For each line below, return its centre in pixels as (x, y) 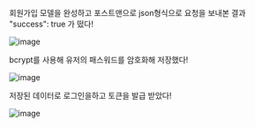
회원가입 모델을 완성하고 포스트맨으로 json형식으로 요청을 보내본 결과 (127, 13)
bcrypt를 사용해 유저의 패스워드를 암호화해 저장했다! (99, 60)
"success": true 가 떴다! (52, 24)
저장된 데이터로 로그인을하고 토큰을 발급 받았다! (90, 96)
